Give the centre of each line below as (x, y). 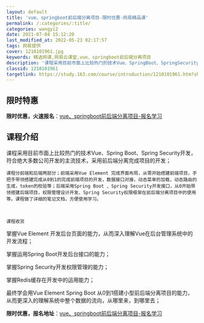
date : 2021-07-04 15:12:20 (40, 35)
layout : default (27, 12)
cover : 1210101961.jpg (35, 52)
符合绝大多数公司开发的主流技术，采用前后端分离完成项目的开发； (89, 160)
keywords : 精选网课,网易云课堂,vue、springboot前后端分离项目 (79, 57)
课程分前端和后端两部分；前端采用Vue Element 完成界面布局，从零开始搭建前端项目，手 (102, 173)
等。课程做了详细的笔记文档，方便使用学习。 (54, 199)
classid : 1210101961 (32, 68)
